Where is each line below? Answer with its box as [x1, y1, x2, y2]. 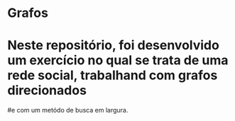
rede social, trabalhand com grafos [7, 67, 218, 83]
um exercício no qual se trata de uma [7, 52, 229, 69]
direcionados [7, 83, 87, 98]
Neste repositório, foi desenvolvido [7, 38, 220, 54]
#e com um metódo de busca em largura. [7, 106, 129, 115]
